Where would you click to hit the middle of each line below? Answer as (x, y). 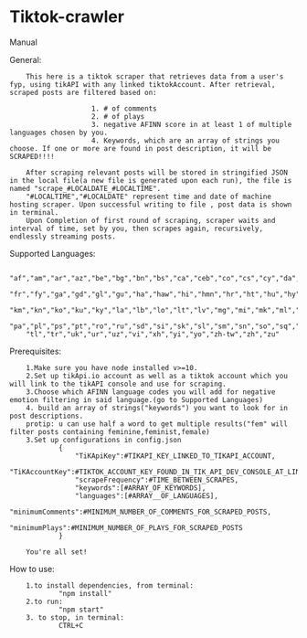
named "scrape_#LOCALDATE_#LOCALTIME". (85, 188)
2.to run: (45, 601)
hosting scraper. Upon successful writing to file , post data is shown (151, 204)
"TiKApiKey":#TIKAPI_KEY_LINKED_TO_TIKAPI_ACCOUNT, (175, 456)
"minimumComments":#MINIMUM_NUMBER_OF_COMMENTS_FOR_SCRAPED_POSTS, (141, 512)
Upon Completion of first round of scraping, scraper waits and (151, 220)
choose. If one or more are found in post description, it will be (141, 148)
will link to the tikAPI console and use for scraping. (118, 384)
